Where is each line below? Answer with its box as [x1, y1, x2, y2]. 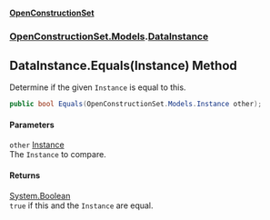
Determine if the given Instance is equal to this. [9, 82, 186, 93]
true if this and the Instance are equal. [9, 200, 154, 211]
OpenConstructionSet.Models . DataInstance [9, 30, 209, 43]
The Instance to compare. [9, 149, 106, 160]
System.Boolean [9, 190, 71, 201]
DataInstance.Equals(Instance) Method [9, 57, 238, 73]
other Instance [9, 139, 65, 150]
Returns [9, 170, 41, 181]
